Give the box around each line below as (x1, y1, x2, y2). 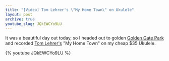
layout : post (5, 12, 33, 17)
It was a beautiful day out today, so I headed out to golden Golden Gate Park (5, 35, 164, 41)
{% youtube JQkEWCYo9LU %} (5, 50, 71, 56)
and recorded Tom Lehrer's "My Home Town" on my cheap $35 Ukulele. (5, 40, 156, 46)
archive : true (5, 16, 35, 21)
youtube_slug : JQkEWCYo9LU (5, 21, 62, 26)
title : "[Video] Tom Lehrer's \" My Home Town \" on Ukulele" (5, 7, 135, 12)
